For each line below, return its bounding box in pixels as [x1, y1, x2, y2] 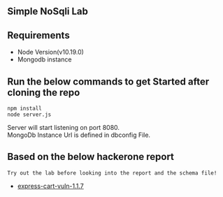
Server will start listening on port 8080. [7, 124, 120, 132]
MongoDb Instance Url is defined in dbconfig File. [7, 131, 151, 139]
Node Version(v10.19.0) [17, 48, 84, 57]
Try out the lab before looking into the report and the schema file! [7, 169, 217, 177]
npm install [7, 105, 42, 112]
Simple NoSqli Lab [7, 6, 89, 17]
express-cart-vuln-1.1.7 [17, 182, 84, 190]
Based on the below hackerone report [7, 151, 175, 163]
